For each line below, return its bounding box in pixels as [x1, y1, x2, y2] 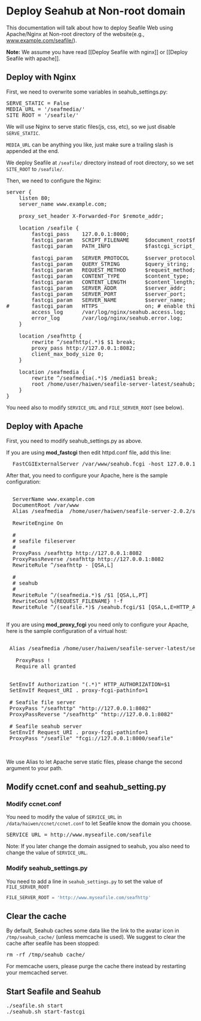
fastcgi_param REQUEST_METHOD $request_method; [31, 266, 196, 274]
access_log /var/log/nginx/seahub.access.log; [31, 308, 187, 316]
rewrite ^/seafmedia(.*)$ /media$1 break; [31, 374, 158, 382]
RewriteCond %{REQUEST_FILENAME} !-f [12, 597, 123, 604]
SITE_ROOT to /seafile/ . [6, 165, 64, 172]
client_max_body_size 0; [31, 350, 105, 358]
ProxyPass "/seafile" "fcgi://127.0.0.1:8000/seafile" [9, 735, 173, 741]
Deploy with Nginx [6, 72, 77, 82]
